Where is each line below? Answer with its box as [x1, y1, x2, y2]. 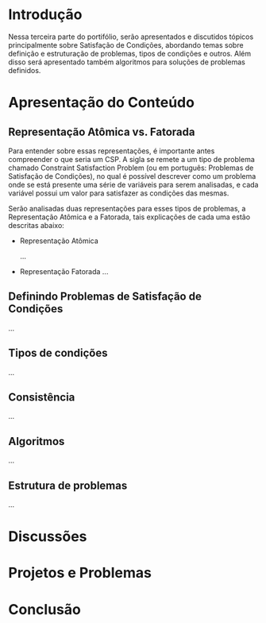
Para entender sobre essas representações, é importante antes [8, 145, 215, 156]
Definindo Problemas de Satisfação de [8, 290, 202, 304]
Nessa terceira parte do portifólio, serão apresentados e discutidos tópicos [8, 32, 254, 41]
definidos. [8, 65, 41, 75]
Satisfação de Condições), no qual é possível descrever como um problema [8, 171, 256, 180]
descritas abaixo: [8, 220, 65, 230]
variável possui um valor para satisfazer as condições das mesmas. [8, 188, 229, 198]
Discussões [8, 528, 87, 546]
